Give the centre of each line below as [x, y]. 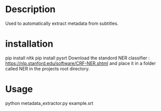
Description [30, 9]
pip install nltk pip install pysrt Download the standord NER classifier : [78, 58]
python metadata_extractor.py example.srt [49, 103]
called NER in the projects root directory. [48, 68]
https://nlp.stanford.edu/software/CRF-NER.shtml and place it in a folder [80, 63]
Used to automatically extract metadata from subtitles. [62, 23]
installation [29, 44]
